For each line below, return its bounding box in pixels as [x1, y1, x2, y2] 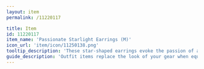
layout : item [6, 8, 39, 15]
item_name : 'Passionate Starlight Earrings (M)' [6, 37, 132, 43]
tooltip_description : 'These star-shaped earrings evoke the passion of [6, 48, 194, 54]
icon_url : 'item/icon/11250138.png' [6, 42, 99, 48]
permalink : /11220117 [6, 15, 61, 21]
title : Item [6, 25, 36, 31]
